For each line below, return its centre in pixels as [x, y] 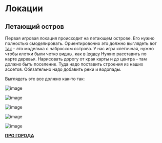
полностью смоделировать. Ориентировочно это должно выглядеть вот [81, 43]
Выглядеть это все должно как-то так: [45, 79]
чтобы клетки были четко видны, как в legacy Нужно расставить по [76, 54]
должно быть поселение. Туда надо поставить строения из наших [74, 64]
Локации [24, 9]
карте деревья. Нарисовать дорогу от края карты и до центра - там [76, 59]
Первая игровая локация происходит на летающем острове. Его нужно [80, 38]
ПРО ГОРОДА [20, 135]
